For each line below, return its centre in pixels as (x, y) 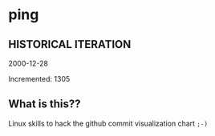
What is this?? (45, 104)
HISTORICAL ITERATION (70, 44)
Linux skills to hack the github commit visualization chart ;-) (108, 123)
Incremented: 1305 (39, 79)
